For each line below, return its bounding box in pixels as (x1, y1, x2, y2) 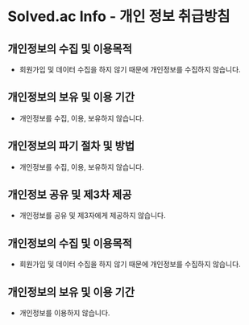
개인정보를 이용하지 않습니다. (19, 308, 110, 318)
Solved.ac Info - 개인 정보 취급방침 (7, 7, 230, 26)
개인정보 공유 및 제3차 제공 (7, 188, 132, 202)
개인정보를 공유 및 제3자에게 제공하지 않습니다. (19, 211, 166, 220)
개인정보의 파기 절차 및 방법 (7, 139, 135, 153)
